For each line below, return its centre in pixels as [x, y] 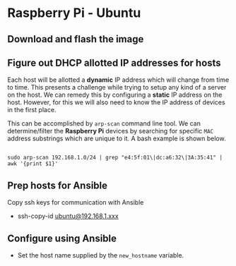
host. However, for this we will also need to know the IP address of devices [116, 102]
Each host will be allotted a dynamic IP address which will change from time [118, 80]
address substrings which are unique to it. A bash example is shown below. [117, 138]
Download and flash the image [76, 39]
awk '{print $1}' [33, 164]
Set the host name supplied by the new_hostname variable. [101, 255]
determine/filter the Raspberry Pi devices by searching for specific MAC [111, 131]
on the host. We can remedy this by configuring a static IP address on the [115, 95]
